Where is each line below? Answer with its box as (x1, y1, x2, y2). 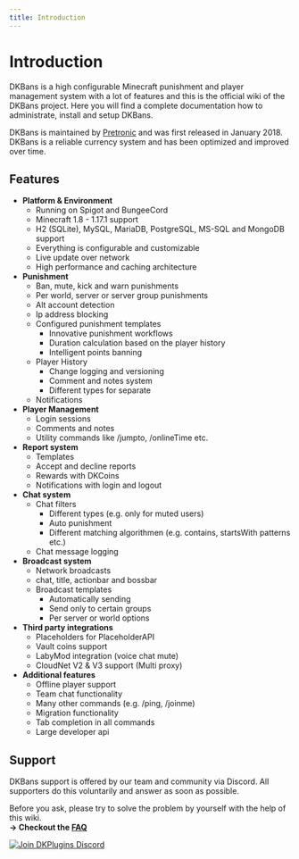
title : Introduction (9, 13, 87, 22)
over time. (9, 146, 46, 156)
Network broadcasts (35, 565, 112, 576)
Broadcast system (21, 555, 92, 567)
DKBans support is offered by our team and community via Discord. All (9, 776, 270, 787)
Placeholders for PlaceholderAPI (35, 631, 154, 643)
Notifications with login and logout (35, 480, 162, 491)
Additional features (21, 670, 96, 680)
